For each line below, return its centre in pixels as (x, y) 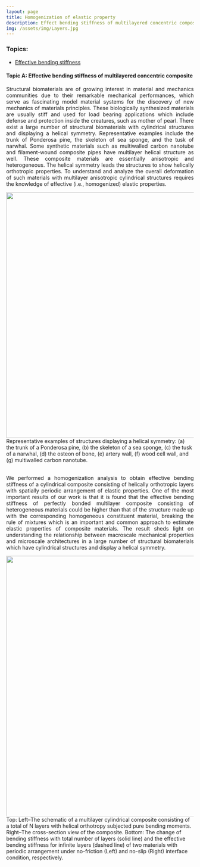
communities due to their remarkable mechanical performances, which (100, 95)
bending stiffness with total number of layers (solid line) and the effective (96, 838)
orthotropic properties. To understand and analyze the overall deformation (100, 171)
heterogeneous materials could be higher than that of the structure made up (100, 509)
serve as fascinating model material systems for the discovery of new (100, 101)
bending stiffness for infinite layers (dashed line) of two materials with (92, 845)
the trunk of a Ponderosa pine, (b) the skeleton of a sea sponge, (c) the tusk (99, 447)
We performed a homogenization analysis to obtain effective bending (100, 478)
